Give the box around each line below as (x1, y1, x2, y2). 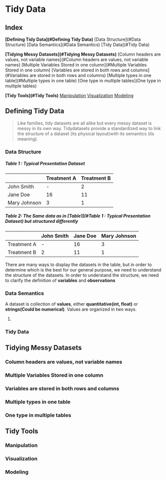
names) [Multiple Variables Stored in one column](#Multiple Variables (5, 62, 147, 68)
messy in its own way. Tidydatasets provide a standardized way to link (17, 125, 161, 131)
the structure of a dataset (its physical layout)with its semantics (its (17, 131, 155, 137)
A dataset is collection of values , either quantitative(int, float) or (5, 301, 138, 307)
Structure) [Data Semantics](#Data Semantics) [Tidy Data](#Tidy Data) (5, 42, 150, 48)
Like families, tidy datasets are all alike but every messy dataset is (17, 120, 152, 126)
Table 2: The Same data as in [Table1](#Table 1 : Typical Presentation (5, 213, 151, 219)
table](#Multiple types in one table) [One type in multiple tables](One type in (5, 78, 161, 83)
